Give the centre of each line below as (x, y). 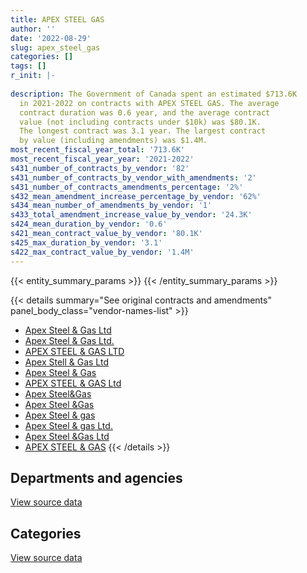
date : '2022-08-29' (51, 38)
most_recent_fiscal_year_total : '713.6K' (98, 150)
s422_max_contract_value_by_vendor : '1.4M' (102, 252)
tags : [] (28, 66)
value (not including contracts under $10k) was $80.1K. (140, 122)
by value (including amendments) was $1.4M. (113, 141)
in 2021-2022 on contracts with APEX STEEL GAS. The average (149, 103)
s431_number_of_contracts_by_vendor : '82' (100, 168)
